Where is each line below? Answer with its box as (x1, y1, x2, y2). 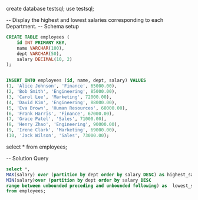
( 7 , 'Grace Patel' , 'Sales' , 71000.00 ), (6, 116, 107, 122)
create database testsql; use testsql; (6, 5, 94, 12)
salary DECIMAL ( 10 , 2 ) (16, 56, 72, 62)
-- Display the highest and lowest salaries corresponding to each (6, 17, 164, 23)
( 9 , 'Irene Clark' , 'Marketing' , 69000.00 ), (6, 127, 117, 133)
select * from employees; (6, 143, 68, 150)
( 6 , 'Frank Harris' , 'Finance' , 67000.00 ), (6, 111, 115, 117)
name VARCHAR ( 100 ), (16, 45, 65, 51)
